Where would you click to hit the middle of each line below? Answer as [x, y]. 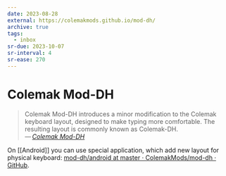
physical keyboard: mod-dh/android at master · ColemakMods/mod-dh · [112, 157]
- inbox [25, 40]
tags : [15, 33]
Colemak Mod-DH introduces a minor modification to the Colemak [120, 114]
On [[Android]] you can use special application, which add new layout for [113, 150]
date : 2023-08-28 [33, 14]
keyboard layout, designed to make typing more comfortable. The [120, 121]
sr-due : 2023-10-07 [36, 46]
